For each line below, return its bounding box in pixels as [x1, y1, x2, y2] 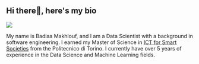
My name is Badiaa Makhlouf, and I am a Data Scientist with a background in [6, 32, 193, 39]
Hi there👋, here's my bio [6, 6, 97, 16]
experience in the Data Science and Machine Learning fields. [6, 51, 156, 58]
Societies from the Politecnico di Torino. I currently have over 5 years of [6, 45, 182, 52]
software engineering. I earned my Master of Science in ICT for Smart [6, 39, 177, 46]
